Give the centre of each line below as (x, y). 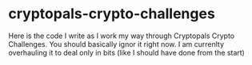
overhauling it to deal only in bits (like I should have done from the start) (127, 52)
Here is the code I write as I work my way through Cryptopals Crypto (121, 36)
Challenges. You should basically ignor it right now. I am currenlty (116, 44)
